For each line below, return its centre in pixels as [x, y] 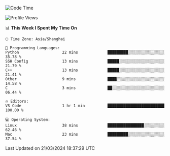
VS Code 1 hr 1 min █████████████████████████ [85, 106]
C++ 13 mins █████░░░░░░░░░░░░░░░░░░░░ [85, 70]
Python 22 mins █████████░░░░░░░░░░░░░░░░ [85, 52]
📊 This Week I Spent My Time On [41, 28]
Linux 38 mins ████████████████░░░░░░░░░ [85, 126]
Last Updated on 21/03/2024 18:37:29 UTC [50, 148]
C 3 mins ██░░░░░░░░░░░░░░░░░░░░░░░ [85, 88]
